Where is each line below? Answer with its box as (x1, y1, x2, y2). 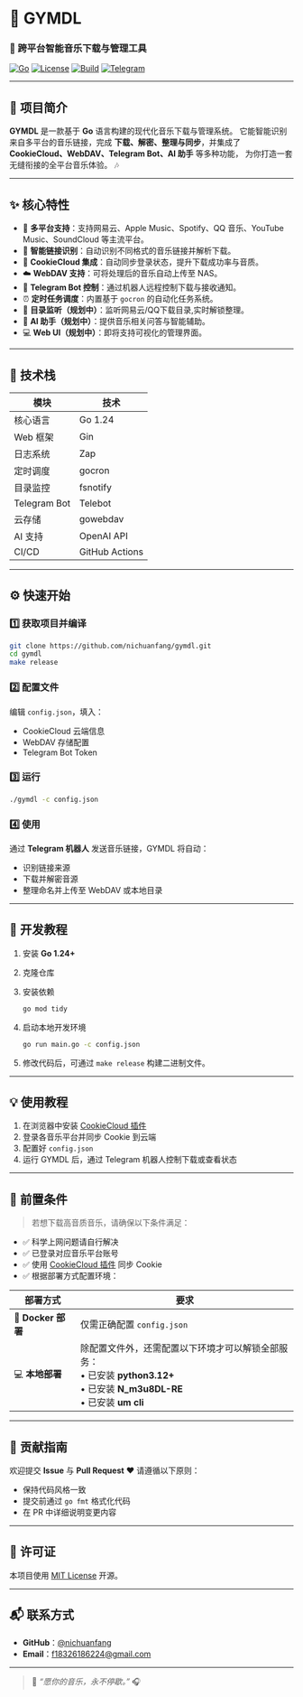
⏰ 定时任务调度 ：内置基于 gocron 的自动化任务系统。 (22, 294, 218, 304)
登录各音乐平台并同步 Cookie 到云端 (22, 1132, 156, 1142)
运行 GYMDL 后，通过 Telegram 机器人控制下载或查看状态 (22, 1154, 237, 1165)
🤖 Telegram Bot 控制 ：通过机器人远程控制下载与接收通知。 (22, 282, 242, 293)
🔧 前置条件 (9, 1191, 68, 1207)
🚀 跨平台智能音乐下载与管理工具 (9, 42, 147, 55)
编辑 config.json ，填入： (9, 706, 104, 717)
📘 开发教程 (9, 922, 68, 937)
